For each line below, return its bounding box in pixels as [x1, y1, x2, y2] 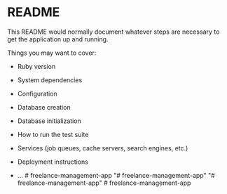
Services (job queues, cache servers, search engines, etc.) [17, 143, 188, 152]
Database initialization [17, 117, 82, 125]
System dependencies [17, 75, 83, 84]
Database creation [17, 103, 71, 111]
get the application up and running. [7, 34, 109, 43]
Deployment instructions [17, 157, 89, 166]
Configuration [17, 89, 57, 98]
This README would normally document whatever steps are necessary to [7, 27, 220, 36]
